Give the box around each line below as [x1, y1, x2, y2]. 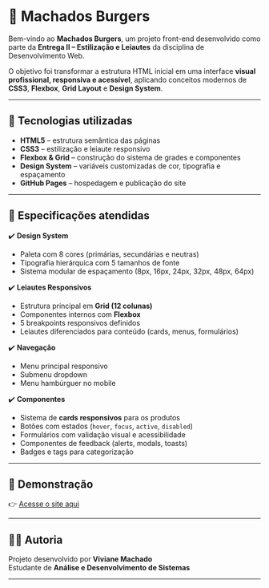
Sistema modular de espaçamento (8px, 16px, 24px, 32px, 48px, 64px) [19, 266, 255, 276]
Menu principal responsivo [19, 361, 108, 371]
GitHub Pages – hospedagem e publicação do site [19, 178, 187, 188]
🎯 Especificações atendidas [8, 209, 150, 223]
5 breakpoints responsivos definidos [19, 318, 141, 327]
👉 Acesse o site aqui [8, 499, 80, 509]
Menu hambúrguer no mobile [19, 378, 116, 387]
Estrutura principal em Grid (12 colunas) [19, 301, 153, 310]
